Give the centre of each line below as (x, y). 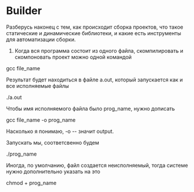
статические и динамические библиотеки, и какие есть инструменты (93, 33)
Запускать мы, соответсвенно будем (53, 142)
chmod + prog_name (31, 183)
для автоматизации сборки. (41, 39)
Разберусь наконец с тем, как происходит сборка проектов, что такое (95, 27)
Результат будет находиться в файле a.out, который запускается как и (95, 80)
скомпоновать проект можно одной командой (73, 57)
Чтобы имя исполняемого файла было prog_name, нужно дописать (91, 108)
